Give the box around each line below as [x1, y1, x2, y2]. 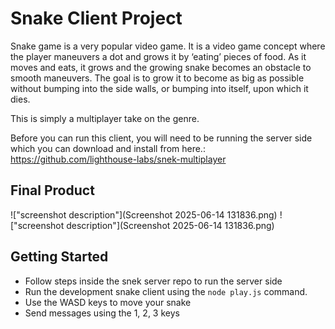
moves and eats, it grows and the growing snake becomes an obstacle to [10, 61, 312, 73]
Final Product [10, 182, 95, 199]
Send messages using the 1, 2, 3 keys [24, 307, 180, 319]
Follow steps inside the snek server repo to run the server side [24, 275, 283, 287]
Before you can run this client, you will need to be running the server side [10, 132, 313, 144]
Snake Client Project [10, 7, 183, 30]
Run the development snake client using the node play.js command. [24, 285, 308, 297]
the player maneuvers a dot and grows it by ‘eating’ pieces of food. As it [10, 50, 307, 62]
